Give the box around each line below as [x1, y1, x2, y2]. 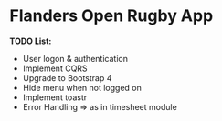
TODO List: [9, 35, 52, 46]
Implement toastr [22, 92, 88, 103]
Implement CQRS [22, 63, 89, 74]
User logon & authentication [22, 53, 128, 64]
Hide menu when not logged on [22, 82, 142, 93]
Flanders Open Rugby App [9, 5, 214, 26]
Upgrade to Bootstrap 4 [22, 72, 112, 83]
